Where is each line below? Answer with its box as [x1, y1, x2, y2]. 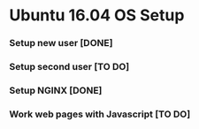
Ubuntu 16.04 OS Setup [9, 5, 185, 26]
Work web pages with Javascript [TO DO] [9, 108, 191, 120]
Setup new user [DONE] [9, 37, 113, 49]
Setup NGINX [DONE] [9, 84, 103, 96]
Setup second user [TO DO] [9, 61, 130, 73]
